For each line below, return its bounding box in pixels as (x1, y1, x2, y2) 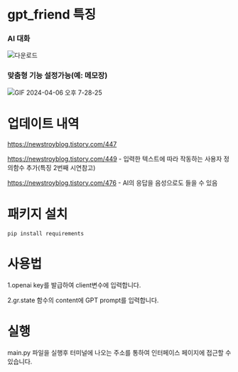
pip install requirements (7, 230, 84, 237)
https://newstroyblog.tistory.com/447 (7, 139, 117, 148)
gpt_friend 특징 (7, 6, 97, 23)
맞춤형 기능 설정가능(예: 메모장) (7, 70, 108, 80)
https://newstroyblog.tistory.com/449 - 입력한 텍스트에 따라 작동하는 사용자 (7, 154, 222, 163)
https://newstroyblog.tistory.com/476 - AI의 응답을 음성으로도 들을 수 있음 (7, 179, 218, 187)
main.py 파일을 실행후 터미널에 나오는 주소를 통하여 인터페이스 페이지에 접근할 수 (7, 348, 232, 356)
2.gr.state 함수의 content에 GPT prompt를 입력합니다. (7, 296, 159, 304)
